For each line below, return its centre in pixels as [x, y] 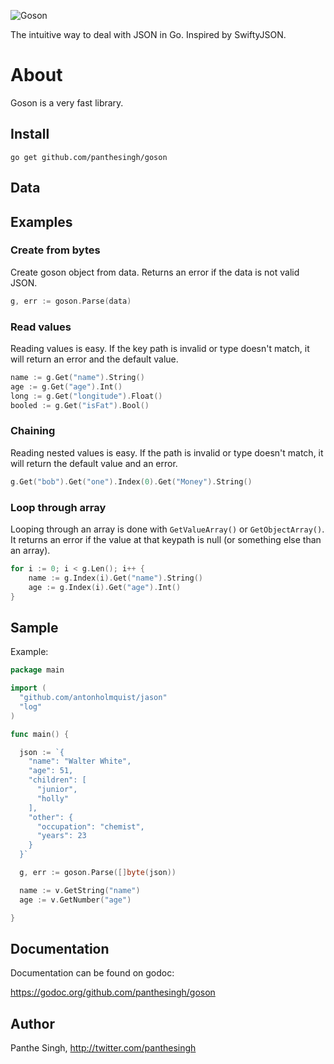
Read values [41, 327]
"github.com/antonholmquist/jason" [93, 698]
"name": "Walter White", [80, 761]
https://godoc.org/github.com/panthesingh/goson [113, 992]
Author [32, 1023]
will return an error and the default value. [94, 359]
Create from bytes [55, 250]
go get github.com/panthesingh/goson [89, 157]
